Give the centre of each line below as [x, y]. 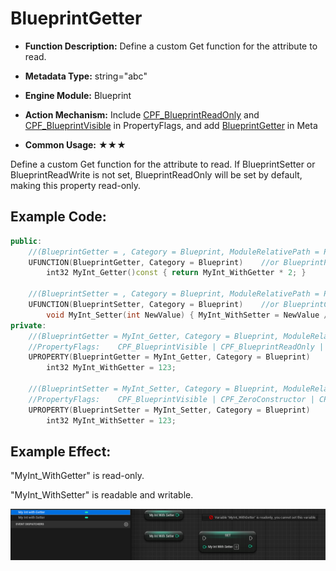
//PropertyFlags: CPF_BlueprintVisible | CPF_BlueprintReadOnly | [176, 347]
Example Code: [58, 217]
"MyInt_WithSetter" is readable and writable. [102, 495]
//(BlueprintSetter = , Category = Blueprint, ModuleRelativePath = [174, 294]
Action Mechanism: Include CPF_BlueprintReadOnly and [142, 114]
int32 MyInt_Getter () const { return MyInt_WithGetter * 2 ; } [176, 273]
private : [28, 325]
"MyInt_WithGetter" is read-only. [77, 476]
